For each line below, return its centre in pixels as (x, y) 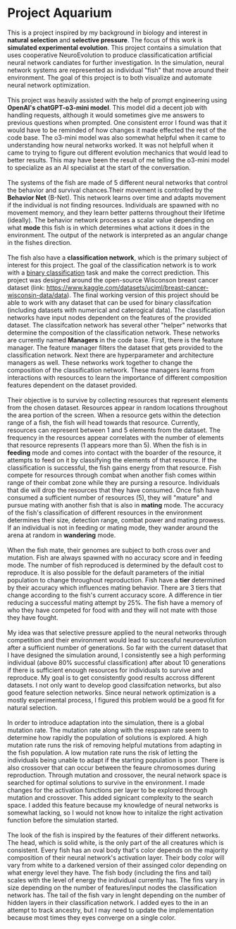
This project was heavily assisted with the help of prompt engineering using (117, 100)
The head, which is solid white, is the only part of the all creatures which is (116, 842)
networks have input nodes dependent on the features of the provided (109, 317)
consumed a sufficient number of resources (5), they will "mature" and (110, 497)
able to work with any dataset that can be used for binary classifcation (109, 302)
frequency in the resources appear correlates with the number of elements (116, 437)
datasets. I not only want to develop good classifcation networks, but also (114, 685)
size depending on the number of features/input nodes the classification (112, 887)
